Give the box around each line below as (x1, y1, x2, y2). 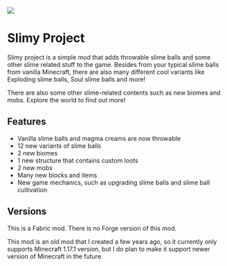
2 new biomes (17, 149, 58, 157)
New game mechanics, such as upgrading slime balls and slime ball (17, 178, 210, 187)
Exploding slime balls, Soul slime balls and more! (7, 75, 146, 83)
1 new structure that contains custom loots (17, 156, 138, 164)
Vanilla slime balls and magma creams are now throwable (17, 134, 181, 142)
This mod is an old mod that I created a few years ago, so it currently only (7, 237, 217, 245)
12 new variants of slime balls (17, 142, 102, 150)
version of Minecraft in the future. (7, 252, 103, 260)
